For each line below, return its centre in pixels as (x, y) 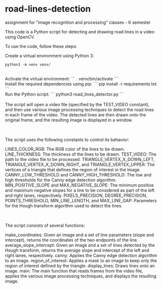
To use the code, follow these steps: (41, 46)
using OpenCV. (20, 37)
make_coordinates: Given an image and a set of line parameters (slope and (80, 235)
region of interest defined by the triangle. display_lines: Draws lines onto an (80, 266)
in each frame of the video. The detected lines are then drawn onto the (75, 114)
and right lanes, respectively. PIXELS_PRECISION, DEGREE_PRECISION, (76, 195)
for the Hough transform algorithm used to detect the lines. (64, 206)
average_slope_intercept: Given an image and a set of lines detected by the (80, 245)
